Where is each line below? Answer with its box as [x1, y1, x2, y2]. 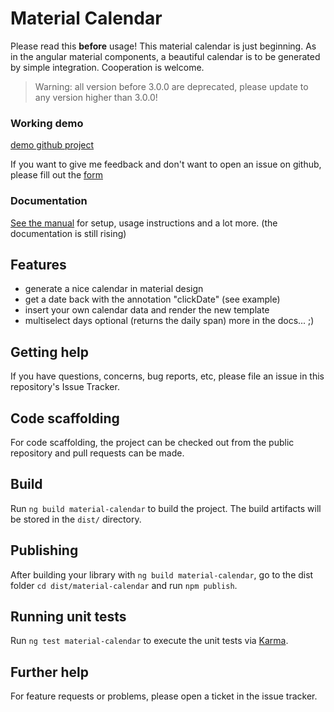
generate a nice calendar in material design [24, 283, 204, 295]
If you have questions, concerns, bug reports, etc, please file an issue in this [10, 370, 325, 382]
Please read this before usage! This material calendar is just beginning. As [10, 40, 317, 52]
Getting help [10, 343, 89, 361]
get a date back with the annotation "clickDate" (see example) [24, 293, 281, 306]
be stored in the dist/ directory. [10, 513, 142, 525]
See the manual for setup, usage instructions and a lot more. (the [10, 217, 278, 229]
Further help [10, 663, 90, 681]
